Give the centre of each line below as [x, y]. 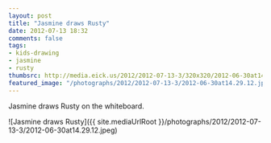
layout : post [30, 16]
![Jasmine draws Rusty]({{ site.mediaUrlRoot [83, 121]
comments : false [35, 38]
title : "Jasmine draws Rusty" [59, 23]
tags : [17, 46]
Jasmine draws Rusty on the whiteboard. [76, 106]
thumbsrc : [25, 76]
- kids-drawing [34, 53]
